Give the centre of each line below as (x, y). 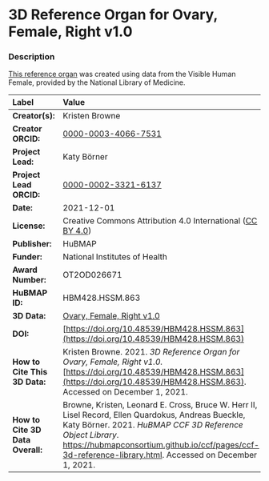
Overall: (27, 450)
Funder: (27, 257)
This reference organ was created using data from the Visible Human (122, 74)
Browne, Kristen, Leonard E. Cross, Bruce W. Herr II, (160, 405)
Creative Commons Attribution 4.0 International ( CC (160, 221)
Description (32, 57)
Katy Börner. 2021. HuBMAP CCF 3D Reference (153, 425)
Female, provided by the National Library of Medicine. (97, 82)
